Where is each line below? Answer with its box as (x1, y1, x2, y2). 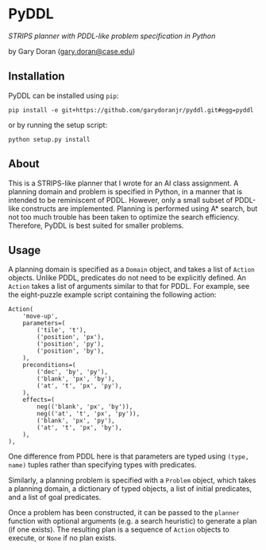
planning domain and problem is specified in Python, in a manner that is (8, 186, 243, 196)
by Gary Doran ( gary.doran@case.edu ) (8, 46, 136, 56)
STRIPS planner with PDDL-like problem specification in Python (8, 31, 216, 41)
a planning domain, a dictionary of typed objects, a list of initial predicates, (8, 484, 253, 493)
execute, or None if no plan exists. (8, 533, 117, 543)
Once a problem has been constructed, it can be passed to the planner (8, 508, 240, 517)
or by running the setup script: (8, 120, 108, 130)
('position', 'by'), (37, 347, 105, 355)
